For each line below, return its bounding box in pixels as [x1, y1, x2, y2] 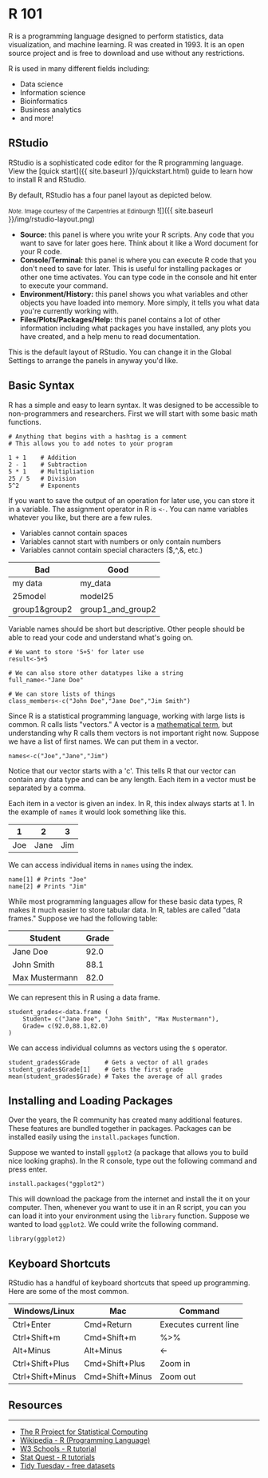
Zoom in [159, 1358, 191, 1369]
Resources [8, 1398, 63, 1412]
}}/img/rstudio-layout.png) [8, 214, 96, 224]
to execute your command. [19, 281, 108, 290]
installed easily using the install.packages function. [8, 1132, 179, 1142]
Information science [19, 87, 86, 97]
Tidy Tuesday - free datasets [19, 1461, 116, 1470]
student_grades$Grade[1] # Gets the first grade [8, 1065, 183, 1073]
